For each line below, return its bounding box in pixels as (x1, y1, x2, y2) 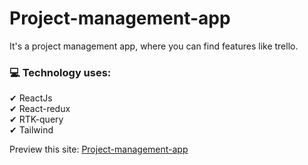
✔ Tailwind (9, 124, 54, 136)
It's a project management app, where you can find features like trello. (9, 40, 299, 52)
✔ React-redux (9, 103, 71, 115)
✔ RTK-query (9, 113, 64, 126)
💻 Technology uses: (9, 65, 112, 79)
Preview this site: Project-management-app (9, 143, 189, 156)
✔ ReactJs (9, 92, 53, 104)
